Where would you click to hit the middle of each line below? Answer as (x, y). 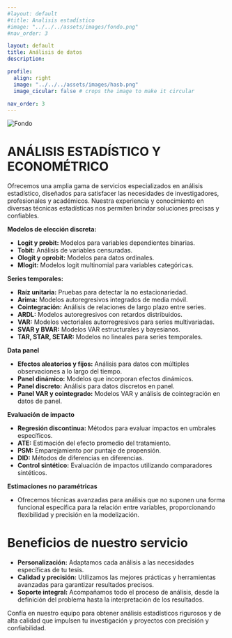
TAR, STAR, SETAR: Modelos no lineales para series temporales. (110, 337)
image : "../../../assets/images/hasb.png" (76, 85)
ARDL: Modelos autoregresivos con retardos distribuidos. (100, 315)
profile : (20, 71)
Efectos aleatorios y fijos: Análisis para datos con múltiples (103, 364)
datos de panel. (40, 401)
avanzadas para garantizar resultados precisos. (86, 585)
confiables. (23, 216)
